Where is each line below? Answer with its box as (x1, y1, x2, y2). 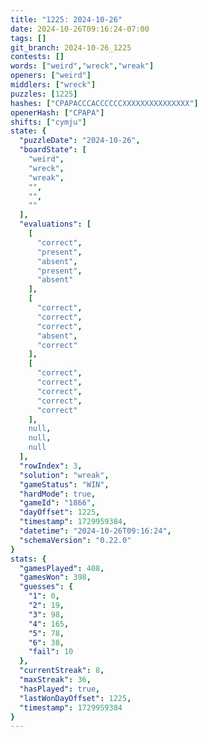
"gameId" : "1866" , (19, 498, 97, 508)
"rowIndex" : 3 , (19, 461, 83, 471)
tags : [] (10, 33, 47, 43)
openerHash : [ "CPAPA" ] (10, 107, 105, 118)
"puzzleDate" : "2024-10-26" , (19, 136, 141, 146)
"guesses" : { (19, 582, 74, 592)
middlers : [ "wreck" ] (10, 80, 97, 90)
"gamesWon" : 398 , (19, 572, 92, 583)
